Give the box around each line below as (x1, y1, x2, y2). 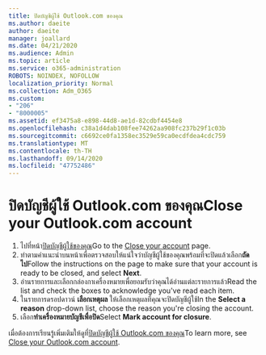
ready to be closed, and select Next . (19, 268, 142, 278)
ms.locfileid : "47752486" (8, 162, 95, 170)
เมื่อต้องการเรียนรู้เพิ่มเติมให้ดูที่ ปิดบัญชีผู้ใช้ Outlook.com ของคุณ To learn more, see (8, 328, 247, 338)
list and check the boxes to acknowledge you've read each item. (19, 286, 235, 295)
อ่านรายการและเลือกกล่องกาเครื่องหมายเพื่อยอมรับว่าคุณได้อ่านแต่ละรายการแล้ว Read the (19, 277, 257, 286)
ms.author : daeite (8, 19, 70, 27)
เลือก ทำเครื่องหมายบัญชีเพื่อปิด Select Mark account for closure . (19, 312, 212, 322)
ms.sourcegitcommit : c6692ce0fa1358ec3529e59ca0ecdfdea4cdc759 (8, 132, 226, 140)
